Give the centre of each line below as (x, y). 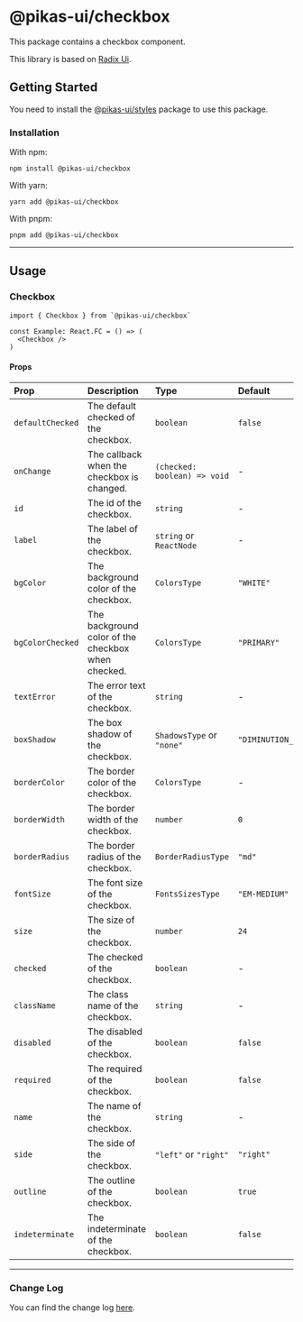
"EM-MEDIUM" (263, 894)
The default (112, 406)
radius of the (114, 857)
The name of (114, 1106)
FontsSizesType (188, 894)
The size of (111, 920)
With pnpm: (31, 219)
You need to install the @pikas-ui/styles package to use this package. (139, 109)
